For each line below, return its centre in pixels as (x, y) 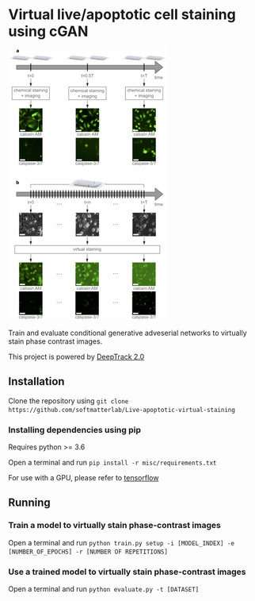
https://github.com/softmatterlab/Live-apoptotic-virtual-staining (122, 410)
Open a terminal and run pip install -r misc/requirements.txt (112, 463)
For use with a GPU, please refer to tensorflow (84, 478)
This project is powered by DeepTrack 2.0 (76, 356)
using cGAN (48, 31)
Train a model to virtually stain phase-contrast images (115, 526)
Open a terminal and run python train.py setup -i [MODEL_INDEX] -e (122, 542)
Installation (36, 381)
